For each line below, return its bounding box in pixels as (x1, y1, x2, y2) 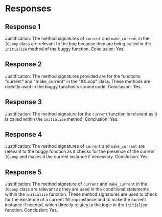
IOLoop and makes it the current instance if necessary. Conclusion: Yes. (5, 154, 149, 160)
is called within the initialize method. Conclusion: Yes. (5, 116, 119, 122)
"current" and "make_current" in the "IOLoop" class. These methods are (5, 78, 151, 84)
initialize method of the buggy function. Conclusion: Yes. (5, 46, 125, 52)
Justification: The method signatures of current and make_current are (5, 143, 145, 149)
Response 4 (5, 131, 43, 139)
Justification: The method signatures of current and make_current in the (5, 35, 150, 41)
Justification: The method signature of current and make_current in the (5, 181, 148, 187)
